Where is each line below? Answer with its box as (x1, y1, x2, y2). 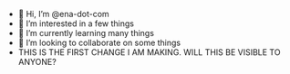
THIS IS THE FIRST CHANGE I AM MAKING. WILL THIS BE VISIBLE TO (17, 47, 281, 58)
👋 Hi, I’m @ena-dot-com (17, 9, 109, 19)
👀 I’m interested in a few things (17, 18, 135, 29)
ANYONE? (17, 57, 57, 67)
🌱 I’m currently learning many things (17, 28, 155, 38)
